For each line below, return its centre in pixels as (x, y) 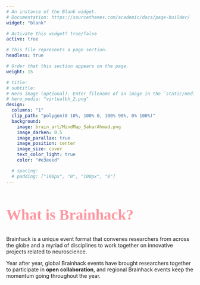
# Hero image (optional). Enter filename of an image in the (84, 94)
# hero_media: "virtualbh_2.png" (48, 99)
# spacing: (25, 171)
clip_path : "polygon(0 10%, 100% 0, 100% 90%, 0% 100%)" (84, 116)
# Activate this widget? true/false (51, 33)
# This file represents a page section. (57, 50)
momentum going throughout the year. (54, 275)
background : (26, 121)
